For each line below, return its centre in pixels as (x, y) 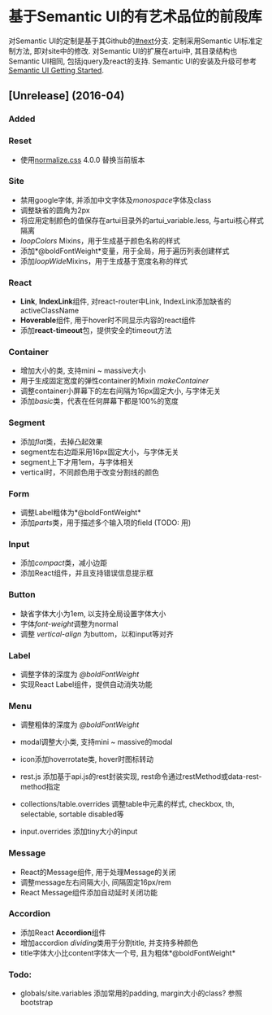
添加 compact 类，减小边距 (64, 563)
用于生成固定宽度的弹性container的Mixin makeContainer (114, 381)
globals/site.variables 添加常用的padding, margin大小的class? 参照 (131, 993)
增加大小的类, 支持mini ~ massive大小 (83, 370)
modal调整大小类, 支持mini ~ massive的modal (96, 742)
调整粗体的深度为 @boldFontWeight (80, 724)
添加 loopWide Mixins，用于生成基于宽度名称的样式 (104, 260)
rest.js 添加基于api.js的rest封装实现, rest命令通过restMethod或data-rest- (141, 777)
